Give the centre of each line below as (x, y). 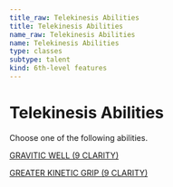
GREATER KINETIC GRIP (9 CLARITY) (79, 173)
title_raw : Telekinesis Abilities (75, 18)
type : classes (36, 51)
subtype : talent (40, 60)
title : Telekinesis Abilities (67, 26)
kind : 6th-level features (58, 69)
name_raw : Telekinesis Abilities (72, 34)
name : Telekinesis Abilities (64, 43)
